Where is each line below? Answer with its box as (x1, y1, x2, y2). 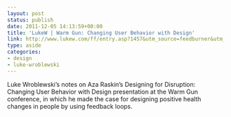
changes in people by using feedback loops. (7, 102, 133, 110)
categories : (7, 49, 41, 56)
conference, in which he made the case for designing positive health (7, 94, 201, 103)
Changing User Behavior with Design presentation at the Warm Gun (7, 87, 198, 96)
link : (7, 36, 23, 43)
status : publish (7, 17, 54, 23)
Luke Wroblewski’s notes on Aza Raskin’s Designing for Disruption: (7, 80, 196, 88)
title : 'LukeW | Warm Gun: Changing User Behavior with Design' (7, 29, 195, 36)
